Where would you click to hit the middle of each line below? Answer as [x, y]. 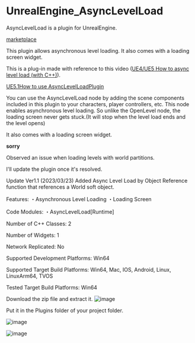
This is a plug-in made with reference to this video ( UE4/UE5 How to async [98, 68]
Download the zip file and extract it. [49, 298]
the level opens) [26, 123]
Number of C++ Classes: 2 [39, 223]
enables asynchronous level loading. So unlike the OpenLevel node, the [93, 110]
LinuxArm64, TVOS [30, 276]
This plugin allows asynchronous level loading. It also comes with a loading [98, 50]
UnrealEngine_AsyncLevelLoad [85, 11]
